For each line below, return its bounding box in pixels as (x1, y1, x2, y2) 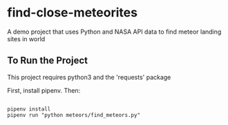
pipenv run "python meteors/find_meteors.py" (7, 111, 140, 118)
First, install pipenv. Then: (7, 86, 81, 94)
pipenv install (7, 105, 51, 113)
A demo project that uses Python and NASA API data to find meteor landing (7, 27, 222, 36)
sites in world (7, 34, 46, 43)
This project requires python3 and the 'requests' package (7, 73, 171, 81)
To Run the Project (7, 55, 88, 67)
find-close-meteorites (7, 5, 138, 21)
